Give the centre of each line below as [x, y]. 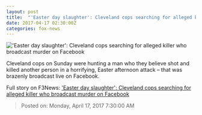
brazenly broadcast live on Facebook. [53, 76]
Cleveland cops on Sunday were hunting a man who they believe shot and [98, 63]
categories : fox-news [33, 28]
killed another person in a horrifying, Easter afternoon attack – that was [94, 70]
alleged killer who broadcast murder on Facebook [68, 94]
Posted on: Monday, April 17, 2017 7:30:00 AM [78, 106]
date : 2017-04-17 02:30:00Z [41, 23]
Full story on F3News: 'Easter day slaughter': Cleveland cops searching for [99, 88]
